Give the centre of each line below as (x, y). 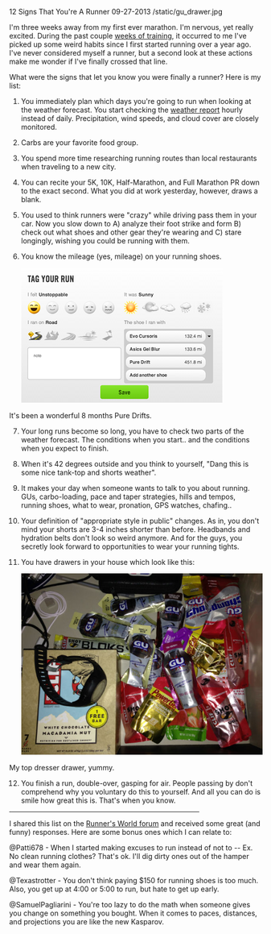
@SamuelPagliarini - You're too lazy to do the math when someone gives (130, 905)
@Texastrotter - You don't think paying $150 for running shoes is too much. (134, 881)
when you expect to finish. (65, 448)
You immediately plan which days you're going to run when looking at (136, 101)
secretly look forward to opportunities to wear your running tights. (130, 546)
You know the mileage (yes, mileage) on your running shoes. (121, 256)
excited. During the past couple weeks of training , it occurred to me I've (128, 36)
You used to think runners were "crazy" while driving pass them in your (139, 215)
